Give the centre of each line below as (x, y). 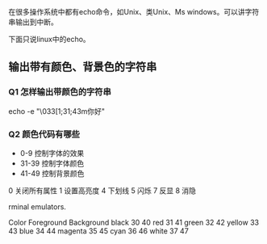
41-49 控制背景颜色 (52, 173)
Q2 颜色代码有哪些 (44, 134)
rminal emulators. (38, 206)
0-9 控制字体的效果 (52, 153)
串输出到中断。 (33, 22)
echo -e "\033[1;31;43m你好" (57, 111)
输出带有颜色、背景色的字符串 (83, 67)
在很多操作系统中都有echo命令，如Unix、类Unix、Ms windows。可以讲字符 (134, 12)
